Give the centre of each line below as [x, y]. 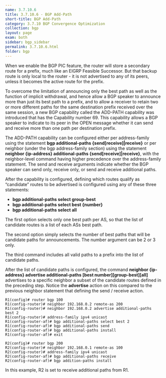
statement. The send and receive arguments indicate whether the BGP [77, 164]
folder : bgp [17, 51]
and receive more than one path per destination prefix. [61, 128]
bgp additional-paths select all [44, 210]
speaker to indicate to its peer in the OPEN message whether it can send [79, 123]
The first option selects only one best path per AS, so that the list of [74, 219]
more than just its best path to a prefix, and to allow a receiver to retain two [82, 101]
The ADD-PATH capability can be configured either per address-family [77, 138]
